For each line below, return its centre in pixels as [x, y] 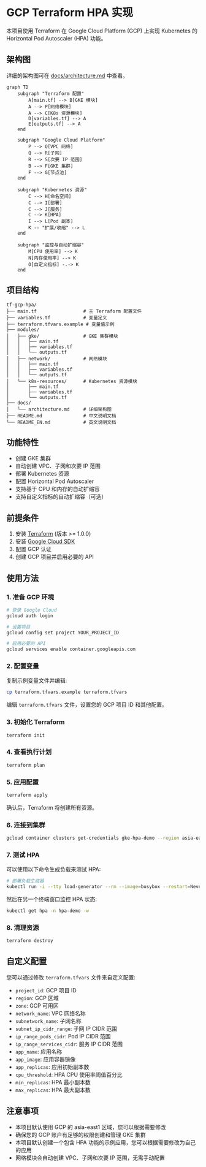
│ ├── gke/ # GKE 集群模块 [62, 336]
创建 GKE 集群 [33, 458]
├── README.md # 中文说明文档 [61, 416]
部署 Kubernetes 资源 [42, 474]
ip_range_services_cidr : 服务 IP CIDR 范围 [69, 1044]
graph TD [17, 87]
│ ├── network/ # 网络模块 [57, 359]
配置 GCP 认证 [33, 549]
